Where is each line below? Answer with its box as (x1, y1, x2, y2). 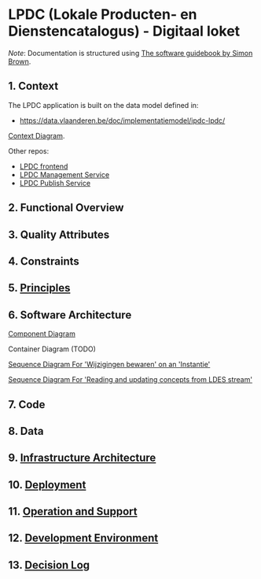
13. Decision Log (8, 558, 90, 572)
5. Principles (8, 281, 71, 295)
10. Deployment (8, 478, 86, 492)
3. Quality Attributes (8, 228, 110, 241)
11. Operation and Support (8, 505, 138, 518)
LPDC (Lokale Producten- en (8, 6, 198, 24)
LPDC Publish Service (19, 178, 91, 187)
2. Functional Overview (8, 201, 124, 214)
